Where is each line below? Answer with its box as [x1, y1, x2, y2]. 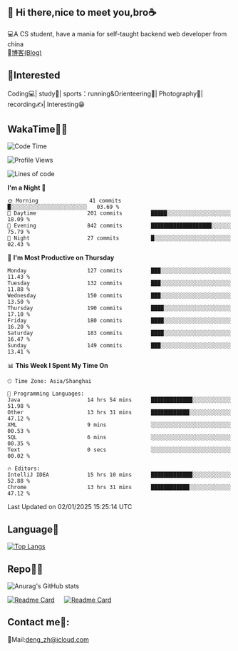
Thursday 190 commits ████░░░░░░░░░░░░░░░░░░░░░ [7, 304, 232, 312]
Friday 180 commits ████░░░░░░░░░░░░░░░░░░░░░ [7, 317, 232, 324]
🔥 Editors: [7, 465, 41, 473]
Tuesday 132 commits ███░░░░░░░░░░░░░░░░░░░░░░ [7, 280, 232, 287]
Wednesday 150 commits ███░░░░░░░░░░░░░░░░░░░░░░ [7, 292, 232, 299]
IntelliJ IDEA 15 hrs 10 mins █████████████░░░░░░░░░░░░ [7, 471, 232, 478]
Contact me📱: [7, 616, 70, 628]
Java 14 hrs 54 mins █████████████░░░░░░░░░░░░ [7, 396, 232, 404]
